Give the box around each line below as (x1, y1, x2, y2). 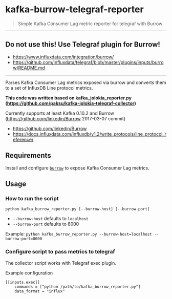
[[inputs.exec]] (5, 280, 40, 285)
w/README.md (12, 65, 45, 71)
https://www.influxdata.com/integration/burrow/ (12, 54, 114, 60)
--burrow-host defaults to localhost (12, 216, 89, 222)
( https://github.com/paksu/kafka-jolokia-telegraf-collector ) (5, 100, 137, 106)
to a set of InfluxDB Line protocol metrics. (5, 84, 93, 91)
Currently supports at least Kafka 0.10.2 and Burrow (5, 110, 114, 116)
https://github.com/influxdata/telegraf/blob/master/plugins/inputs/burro (12, 59, 164, 65)
